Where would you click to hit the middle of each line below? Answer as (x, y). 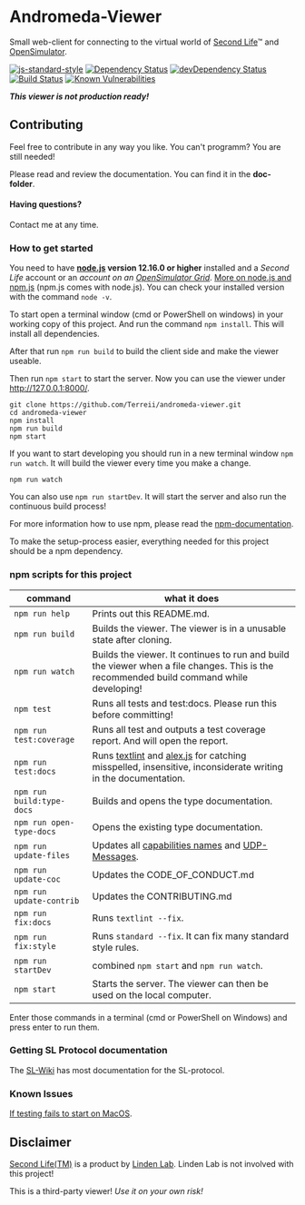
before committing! (133, 715)
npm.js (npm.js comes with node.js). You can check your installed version (147, 287)
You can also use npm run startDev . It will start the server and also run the (148, 497)
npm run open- (44, 822)
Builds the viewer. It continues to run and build (191, 654)
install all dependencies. (54, 334)
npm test (33, 709)
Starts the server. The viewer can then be (181, 983)
